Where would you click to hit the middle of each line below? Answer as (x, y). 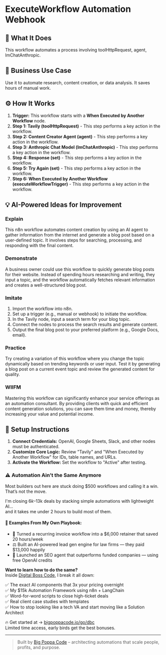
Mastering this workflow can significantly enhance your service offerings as (82, 398)
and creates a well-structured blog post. (46, 285)
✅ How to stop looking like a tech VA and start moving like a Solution (75, 607)
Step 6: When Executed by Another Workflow (60, 179)
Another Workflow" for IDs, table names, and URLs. (64, 457)
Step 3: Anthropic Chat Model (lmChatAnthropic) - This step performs (85, 147)
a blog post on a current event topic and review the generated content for (80, 369)
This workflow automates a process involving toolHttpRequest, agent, (76, 50)
